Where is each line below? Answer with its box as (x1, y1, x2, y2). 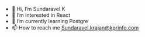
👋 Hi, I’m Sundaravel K (11, 6, 65, 12)
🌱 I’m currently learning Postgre (11, 18, 88, 24)
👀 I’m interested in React (11, 12, 71, 18)
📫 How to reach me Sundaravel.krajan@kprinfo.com (11, 24, 139, 31)
